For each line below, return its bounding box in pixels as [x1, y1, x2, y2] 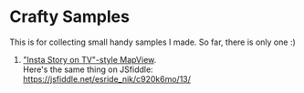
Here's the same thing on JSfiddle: [22, 64, 153, 75]
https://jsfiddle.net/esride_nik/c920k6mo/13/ [22, 73, 192, 84]
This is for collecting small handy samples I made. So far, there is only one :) [9, 36, 297, 47]
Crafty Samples [9, 6, 131, 27]
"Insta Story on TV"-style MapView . [22, 54, 157, 65]
